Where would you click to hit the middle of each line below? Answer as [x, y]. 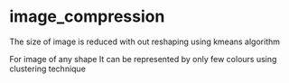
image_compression [87, 17]
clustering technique [47, 69]
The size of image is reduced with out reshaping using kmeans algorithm [145, 41]
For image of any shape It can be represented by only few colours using [143, 59]
